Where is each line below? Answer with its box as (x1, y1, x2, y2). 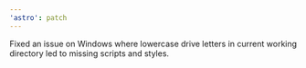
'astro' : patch (9, 13, 68, 23)
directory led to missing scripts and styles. (9, 47, 170, 59)
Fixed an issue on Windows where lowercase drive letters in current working (9, 38, 298, 49)
